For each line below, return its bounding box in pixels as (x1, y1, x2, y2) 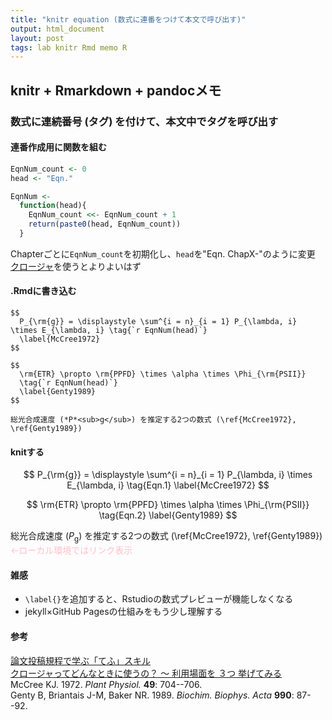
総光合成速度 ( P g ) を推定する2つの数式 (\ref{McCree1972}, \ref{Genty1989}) (10, 530, 323, 545)
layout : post (10, 33, 65, 43)
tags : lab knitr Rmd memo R (10, 42, 128, 53)
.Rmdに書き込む (10, 285, 77, 297)
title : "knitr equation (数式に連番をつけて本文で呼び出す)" (10, 14, 247, 25)
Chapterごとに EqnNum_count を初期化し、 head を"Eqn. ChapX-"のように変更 (10, 247, 316, 260)
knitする (10, 446, 45, 458)
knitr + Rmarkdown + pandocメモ (10, 82, 222, 99)
